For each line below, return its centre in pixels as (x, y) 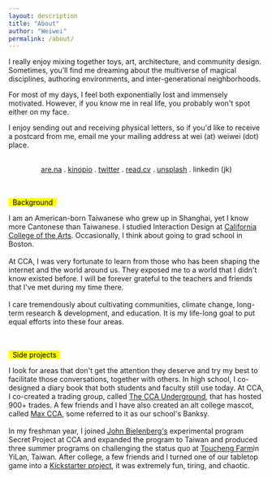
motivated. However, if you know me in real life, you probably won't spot (129, 103)
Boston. (22, 244)
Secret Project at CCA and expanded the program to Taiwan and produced (133, 440)
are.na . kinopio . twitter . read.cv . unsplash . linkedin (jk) (136, 169)
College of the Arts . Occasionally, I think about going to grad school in (125, 236)
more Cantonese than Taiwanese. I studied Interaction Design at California (133, 227)
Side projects (34, 355)
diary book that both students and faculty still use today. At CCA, (155, 388)
